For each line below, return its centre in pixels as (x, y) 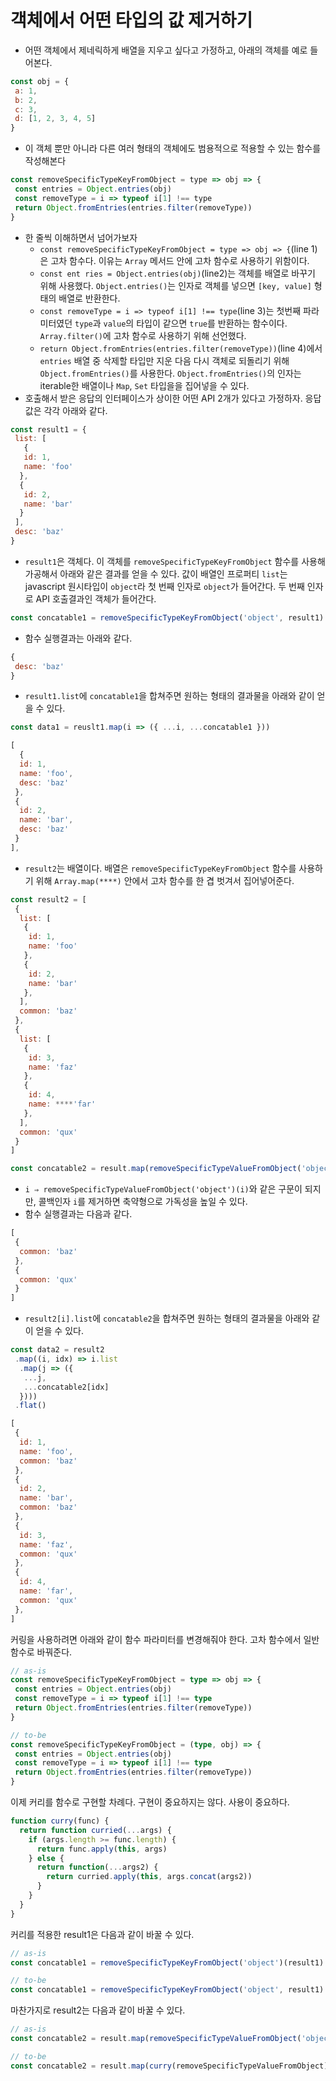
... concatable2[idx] (66, 1387)
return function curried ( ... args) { (95, 1830)
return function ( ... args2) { (97, 1867)
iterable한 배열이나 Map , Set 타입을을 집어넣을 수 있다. (144, 385)
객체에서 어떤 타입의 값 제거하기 (131, 20)
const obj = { (40, 81)
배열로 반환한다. (89, 298)
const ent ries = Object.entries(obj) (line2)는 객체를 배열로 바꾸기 (177, 273)
